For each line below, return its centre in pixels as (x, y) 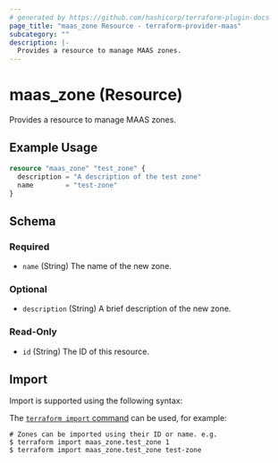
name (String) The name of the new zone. (97, 266)
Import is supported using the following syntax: (96, 401)
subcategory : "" (39, 34)
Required (29, 247)
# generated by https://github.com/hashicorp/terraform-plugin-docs (139, 17)
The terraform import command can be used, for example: (118, 418)
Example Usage (54, 148)
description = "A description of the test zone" (110, 177)
